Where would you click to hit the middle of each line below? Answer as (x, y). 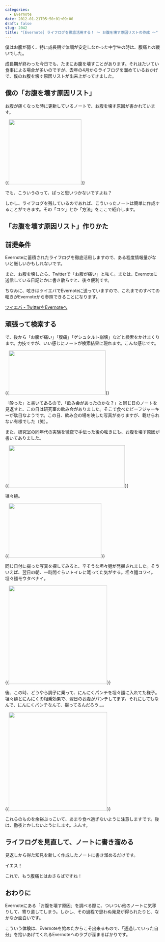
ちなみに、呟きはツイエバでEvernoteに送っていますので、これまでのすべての (82, 291)
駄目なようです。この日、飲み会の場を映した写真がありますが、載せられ (86, 415)
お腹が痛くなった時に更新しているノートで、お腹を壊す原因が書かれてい (78, 106)
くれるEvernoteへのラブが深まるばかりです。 (85, 935)
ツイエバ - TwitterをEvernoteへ (36, 307)
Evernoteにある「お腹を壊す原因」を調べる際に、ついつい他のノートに (77, 906)
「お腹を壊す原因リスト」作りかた (57, 226)
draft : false (18, 23)
